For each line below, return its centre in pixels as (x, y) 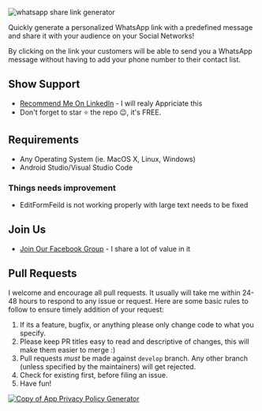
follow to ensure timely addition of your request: (86, 309)
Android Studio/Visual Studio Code (76, 167)
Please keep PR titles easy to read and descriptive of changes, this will (135, 341)
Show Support (44, 84)
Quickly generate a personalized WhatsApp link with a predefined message (131, 27)
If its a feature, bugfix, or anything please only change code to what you (137, 324)
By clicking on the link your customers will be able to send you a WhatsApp (130, 51)
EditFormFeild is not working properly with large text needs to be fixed (134, 204)
